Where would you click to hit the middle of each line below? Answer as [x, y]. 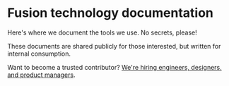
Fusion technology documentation [111, 13]
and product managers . [41, 75]
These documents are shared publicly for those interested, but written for [114, 46]
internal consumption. [39, 54]
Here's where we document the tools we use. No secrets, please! [102, 32]
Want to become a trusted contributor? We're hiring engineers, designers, [115, 67]
